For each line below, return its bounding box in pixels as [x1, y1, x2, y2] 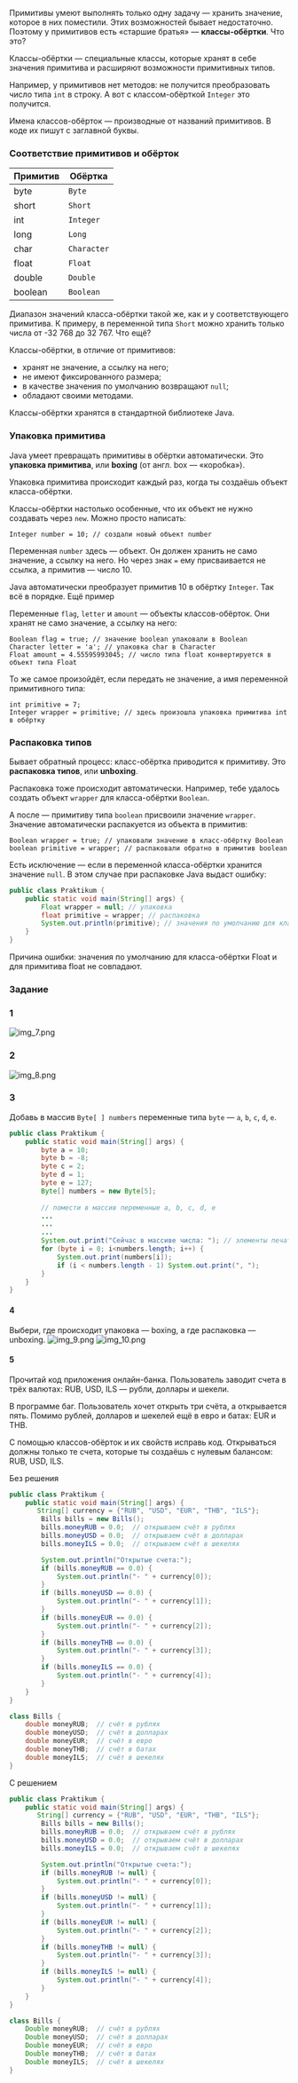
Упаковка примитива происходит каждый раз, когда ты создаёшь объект [9, 477, 288, 487]
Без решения [9, 1472, 59, 1483]
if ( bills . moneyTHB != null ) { [41, 1943, 157, 1952]
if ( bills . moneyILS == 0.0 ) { [41, 1663, 153, 1672]
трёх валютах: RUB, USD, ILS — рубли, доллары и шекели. [9, 1384, 230, 1394]
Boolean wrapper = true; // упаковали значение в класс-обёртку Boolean [9, 836, 284, 845]
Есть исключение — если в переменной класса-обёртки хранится [9, 859, 263, 870]
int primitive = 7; [9, 700, 82, 709]
